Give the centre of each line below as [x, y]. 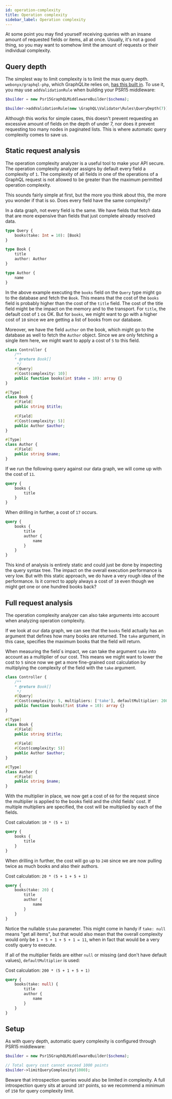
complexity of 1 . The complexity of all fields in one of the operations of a [82, 174]
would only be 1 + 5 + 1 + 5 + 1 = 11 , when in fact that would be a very [82, 940]
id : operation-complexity [33, 10]
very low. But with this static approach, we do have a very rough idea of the [85, 576]
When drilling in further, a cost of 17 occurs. [51, 512]
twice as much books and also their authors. [52, 866]
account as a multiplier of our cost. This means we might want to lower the [84, 656]
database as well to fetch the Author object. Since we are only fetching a [82, 335]
